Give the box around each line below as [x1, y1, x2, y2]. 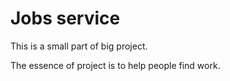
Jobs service [10, 7, 121, 30]
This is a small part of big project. [10, 40, 148, 52]
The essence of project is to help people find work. [10, 59, 221, 71]
